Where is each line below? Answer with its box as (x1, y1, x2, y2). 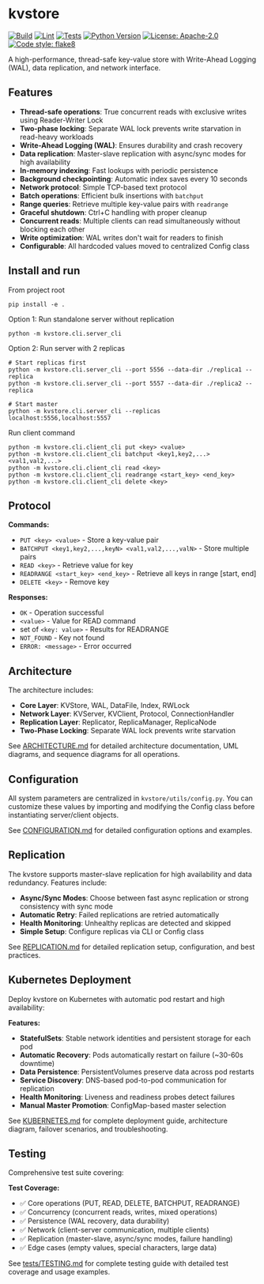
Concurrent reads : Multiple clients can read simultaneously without (19, 216, 241, 225)
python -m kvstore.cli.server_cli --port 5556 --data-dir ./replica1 (8, 365, 243, 374)
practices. (8, 950, 41, 960)
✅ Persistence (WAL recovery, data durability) (19, 1216, 170, 1226)
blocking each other (19, 224, 85, 234)
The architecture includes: (8, 685, 94, 695)
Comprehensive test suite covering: (8, 1168, 124, 1177)
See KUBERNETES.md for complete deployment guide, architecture (8, 1116, 228, 1125)
